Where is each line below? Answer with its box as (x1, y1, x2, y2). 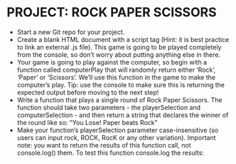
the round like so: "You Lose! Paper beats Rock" (16, 118, 158, 126)
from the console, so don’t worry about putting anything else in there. (16, 50, 221, 59)
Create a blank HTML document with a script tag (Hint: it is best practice (16, 35, 230, 43)
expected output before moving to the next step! (16, 88, 159, 97)
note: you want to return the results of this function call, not (16, 141, 191, 149)
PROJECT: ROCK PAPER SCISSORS (6, 4, 217, 21)
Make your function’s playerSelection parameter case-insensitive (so (16, 126, 218, 134)
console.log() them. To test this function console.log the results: (16, 148, 204, 157)
